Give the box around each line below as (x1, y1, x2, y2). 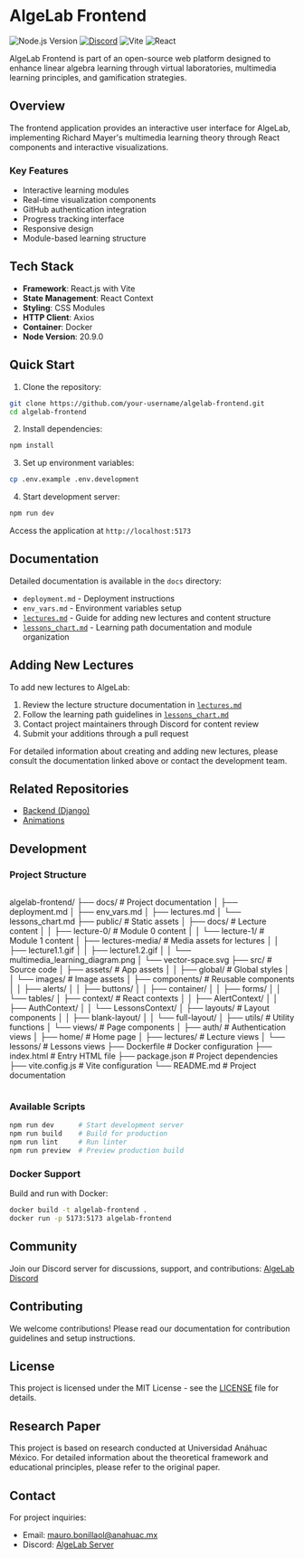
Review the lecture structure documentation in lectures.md (22, 699, 242, 710)
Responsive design (22, 223, 94, 234)
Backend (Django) (22, 805, 90, 816)
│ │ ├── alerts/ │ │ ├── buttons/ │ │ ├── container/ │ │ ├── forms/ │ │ (9, 984, 282, 994)
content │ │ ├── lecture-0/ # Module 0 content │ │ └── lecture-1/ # (9, 926, 265, 936)
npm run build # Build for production (9, 1129, 168, 1138)
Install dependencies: (22, 423, 103, 434)
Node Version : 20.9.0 (22, 331, 104, 342)
